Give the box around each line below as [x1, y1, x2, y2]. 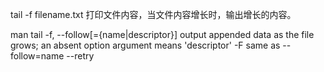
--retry [66, 50, 95, 62]
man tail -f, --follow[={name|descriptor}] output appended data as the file [10, 29, 315, 40]
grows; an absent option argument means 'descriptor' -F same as [10, 39, 281, 51]
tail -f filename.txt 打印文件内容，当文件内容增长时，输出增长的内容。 [10, 9, 297, 20]
